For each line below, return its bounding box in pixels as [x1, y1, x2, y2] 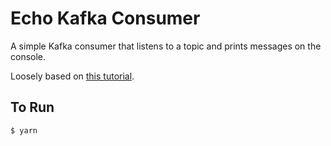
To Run [10, 99, 55, 116]
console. [10, 50, 47, 62]
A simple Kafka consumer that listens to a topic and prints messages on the [10, 40, 322, 52]
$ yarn [10, 125, 38, 136]
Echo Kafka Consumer [10, 7, 201, 30]
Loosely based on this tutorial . [10, 70, 135, 82]
